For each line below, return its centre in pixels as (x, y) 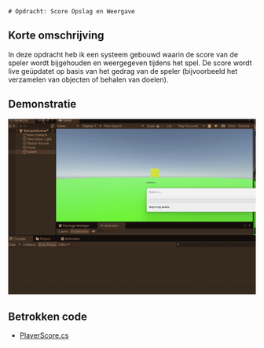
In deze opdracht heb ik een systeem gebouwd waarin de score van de (123, 54)
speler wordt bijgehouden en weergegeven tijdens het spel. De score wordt (130, 63)
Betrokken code (48, 316)
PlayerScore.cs (44, 335)
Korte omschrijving (56, 36)
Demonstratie (42, 104)
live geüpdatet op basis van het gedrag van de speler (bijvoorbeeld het (123, 71)
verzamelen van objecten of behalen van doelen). (88, 79)
